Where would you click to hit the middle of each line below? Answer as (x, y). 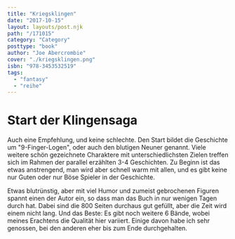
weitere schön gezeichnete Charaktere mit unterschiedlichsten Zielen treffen (118, 155)
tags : (15, 72)
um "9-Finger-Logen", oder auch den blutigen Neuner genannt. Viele (107, 148)
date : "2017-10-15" (36, 20)
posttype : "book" (33, 46)
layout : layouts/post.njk (45, 27)
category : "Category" (39, 40)
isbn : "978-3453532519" (42, 66)
